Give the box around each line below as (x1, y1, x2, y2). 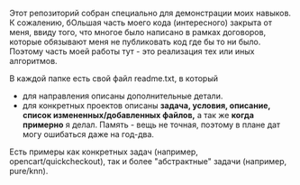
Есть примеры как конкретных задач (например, (9, 146, 198, 157)
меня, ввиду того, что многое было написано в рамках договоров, (9, 27, 267, 37)
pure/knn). (9, 166, 49, 176)
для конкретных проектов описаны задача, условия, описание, (22, 100, 271, 111)
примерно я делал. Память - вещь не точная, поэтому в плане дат (22, 119, 281, 130)
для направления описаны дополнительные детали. (22, 90, 223, 101)
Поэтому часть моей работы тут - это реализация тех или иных (9, 46, 255, 57)
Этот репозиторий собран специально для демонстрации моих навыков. (9, 8, 291, 18)
